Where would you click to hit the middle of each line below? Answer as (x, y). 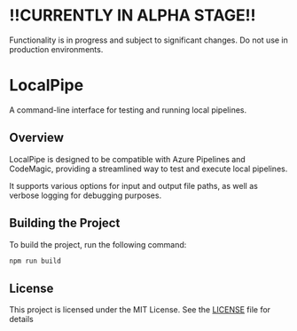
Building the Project (65, 223)
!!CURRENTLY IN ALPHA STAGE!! (133, 16)
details (21, 319)
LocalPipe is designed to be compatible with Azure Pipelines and (127, 159)
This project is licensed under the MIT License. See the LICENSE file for (140, 310)
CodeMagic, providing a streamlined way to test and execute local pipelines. (148, 169)
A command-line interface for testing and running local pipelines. (128, 110)
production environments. (56, 49)
